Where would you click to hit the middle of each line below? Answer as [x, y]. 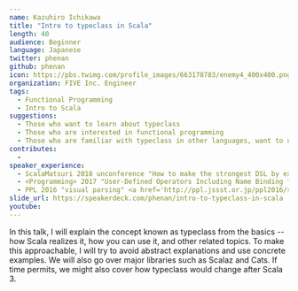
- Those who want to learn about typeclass [98, 125]
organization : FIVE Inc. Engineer [73, 83]
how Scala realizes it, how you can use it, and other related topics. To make [147, 241]
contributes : [33, 149]
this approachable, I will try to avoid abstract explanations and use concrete [148, 250]
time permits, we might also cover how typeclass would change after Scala [146, 269]
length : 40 [29, 34]
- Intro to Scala [49, 108]
